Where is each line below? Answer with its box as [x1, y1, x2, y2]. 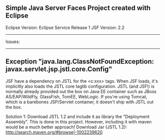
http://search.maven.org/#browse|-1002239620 [5, 129, 103, 135]
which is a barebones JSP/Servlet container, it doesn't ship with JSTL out [5, 99, 154, 105]
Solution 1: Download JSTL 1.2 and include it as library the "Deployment [5, 114, 150, 119]
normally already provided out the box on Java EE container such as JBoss [5, 88, 157, 94]
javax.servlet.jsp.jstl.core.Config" [5, 65, 113, 73]
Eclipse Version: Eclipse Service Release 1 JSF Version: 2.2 [5, 24, 125, 30]
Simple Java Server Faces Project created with [5, 4, 151, 12]
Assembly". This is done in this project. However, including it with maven [5, 118, 152, 124]
